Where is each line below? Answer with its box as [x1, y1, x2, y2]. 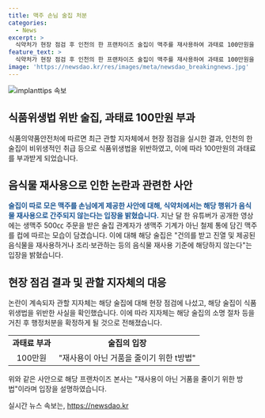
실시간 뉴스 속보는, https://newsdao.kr [8, 401, 129, 411]
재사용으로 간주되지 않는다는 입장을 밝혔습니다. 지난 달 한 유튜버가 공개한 [16, 211, 239, 220]
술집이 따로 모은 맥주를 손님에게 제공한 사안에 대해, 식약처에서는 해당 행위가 [8, 201, 237, 210]
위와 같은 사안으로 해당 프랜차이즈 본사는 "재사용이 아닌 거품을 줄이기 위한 [8, 375, 236, 384]
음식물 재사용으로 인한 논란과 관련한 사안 [8, 179, 193, 192]
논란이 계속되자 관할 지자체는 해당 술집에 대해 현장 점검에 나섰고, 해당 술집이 [8, 298, 243, 308]
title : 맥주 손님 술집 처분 [8, 11, 88, 20]
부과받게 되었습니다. [16, 153, 78, 163]
